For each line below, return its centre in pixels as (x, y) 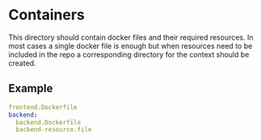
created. (22, 63)
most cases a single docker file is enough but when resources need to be (130, 45)
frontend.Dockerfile (43, 107)
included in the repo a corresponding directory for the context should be (129, 54)
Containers (46, 15)
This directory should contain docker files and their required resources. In (131, 37)
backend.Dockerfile (48, 122)
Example (31, 89)
